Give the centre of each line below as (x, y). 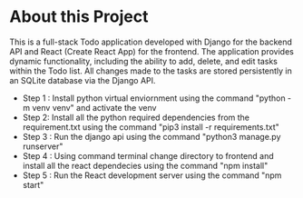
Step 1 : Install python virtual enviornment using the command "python (154, 98)
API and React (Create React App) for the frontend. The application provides (152, 51)
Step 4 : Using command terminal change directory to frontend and (148, 155)
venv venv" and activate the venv (94, 107)
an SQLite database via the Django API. (83, 80)
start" (33, 184)
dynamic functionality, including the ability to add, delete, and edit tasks (144, 61)
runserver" (43, 146)
